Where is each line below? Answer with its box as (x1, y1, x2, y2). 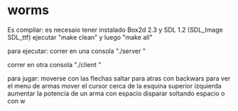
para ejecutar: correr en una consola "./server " (7, 47, 146, 55)
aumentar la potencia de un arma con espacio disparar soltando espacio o (7, 89, 225, 98)
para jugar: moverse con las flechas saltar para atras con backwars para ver (7, 74, 231, 83)
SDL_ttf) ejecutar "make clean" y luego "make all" (7, 33, 153, 41)
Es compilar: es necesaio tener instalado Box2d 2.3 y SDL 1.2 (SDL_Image (7, 25, 224, 34)
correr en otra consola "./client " (7, 60, 102, 69)
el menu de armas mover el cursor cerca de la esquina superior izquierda (7, 81, 222, 90)
